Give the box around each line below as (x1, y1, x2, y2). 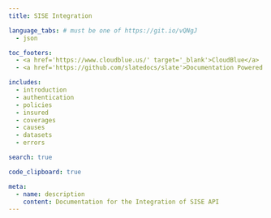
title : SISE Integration (8, 11, 92, 20)
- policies (15, 100, 53, 109)
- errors (15, 139, 45, 147)
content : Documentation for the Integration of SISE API (23, 198, 220, 206)
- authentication (15, 93, 75, 101)
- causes (15, 123, 45, 132)
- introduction (15, 86, 67, 94)
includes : (8, 79, 42, 87)
